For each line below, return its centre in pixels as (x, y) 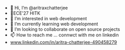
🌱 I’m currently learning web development (54, 24)
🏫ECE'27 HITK (25, 13)
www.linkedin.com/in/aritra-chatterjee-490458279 (64, 42)
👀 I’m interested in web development (48, 18)
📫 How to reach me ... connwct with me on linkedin (64, 35)
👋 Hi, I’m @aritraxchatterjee (39, 8)
